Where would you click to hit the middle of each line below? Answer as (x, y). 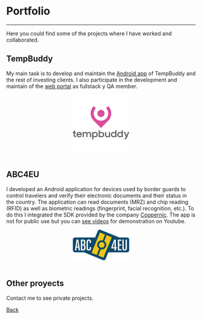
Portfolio (28, 11)
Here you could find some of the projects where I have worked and (89, 33)
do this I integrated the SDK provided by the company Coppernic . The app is (101, 215)
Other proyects (35, 284)
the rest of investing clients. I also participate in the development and (92, 80)
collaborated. (23, 40)
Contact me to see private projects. (50, 298)
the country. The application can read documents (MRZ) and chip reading (97, 202)
